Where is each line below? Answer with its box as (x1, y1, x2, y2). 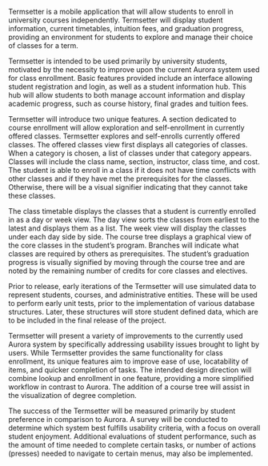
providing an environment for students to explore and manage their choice (8, 32, 254, 42)
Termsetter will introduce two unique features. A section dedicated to (8, 114, 237, 123)
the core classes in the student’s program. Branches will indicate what (8, 240, 239, 250)
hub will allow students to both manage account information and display (8, 90, 246, 99)
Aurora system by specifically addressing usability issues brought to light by (8, 339, 260, 349)
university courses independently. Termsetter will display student (8, 15, 223, 25)
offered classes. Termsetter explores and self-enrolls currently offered (8, 131, 241, 141)
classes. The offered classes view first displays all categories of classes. (8, 140, 248, 149)
